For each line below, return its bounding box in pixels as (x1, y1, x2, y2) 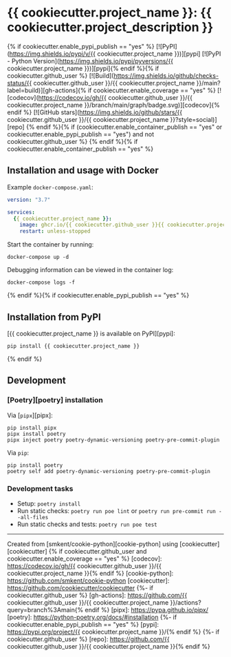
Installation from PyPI (7, 311, 101, 323)
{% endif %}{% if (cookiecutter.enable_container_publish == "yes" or (26, 123, 223, 131)
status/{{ (7, 79, 32, 87)
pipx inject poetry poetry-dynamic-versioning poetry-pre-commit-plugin (7, 436, 220, 444)
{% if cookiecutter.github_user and (48, 547, 147, 555)
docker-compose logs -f (7, 279, 76, 286)
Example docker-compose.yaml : (7, 182, 94, 191)
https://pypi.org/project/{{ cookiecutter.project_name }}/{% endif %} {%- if (7, 627, 220, 636)
